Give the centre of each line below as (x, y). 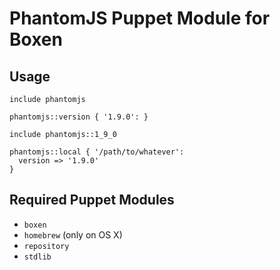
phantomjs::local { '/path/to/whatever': (97, 152)
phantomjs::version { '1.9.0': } (79, 117)
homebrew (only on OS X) (73, 234)
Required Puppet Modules (92, 200)
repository (46, 246)
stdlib (37, 257)
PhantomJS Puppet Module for (140, 18)
